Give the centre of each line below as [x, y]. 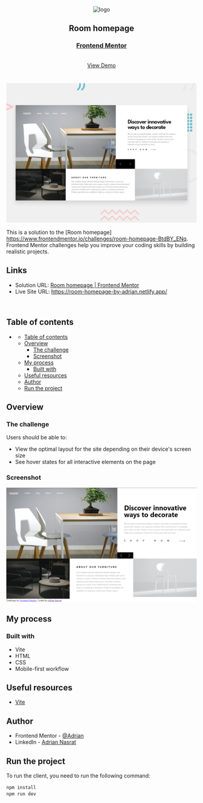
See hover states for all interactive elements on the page [85, 462]
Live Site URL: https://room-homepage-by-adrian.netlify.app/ [91, 291]
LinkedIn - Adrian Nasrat [46, 742]
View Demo [101, 65]
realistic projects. [28, 252]
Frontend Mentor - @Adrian [49, 736]
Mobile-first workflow [42, 669]
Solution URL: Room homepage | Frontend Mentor [77, 285]
